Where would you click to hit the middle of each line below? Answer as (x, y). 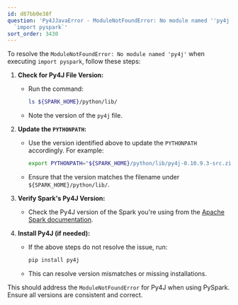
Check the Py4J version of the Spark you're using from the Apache (126, 212)
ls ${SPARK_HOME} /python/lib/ (73, 102)
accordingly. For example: (66, 150)
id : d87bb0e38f (30, 14)
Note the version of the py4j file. (75, 116)
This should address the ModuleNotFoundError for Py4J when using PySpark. (119, 287)
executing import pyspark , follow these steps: (74, 62)
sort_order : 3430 (33, 34)
